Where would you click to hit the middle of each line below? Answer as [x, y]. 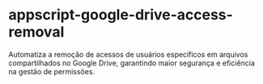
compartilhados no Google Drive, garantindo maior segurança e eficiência [131, 63]
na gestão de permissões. [52, 71]
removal [36, 32]
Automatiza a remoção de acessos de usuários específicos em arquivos [128, 54]
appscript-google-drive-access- [121, 15]
